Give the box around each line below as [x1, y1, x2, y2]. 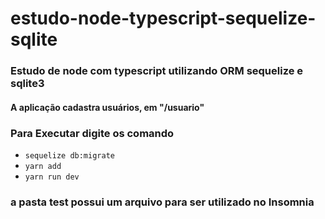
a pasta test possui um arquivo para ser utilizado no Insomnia [10, 195, 315, 209]
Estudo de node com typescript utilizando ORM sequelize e [10, 64, 304, 78]
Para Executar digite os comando [10, 126, 175, 140]
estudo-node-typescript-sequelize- [10, 7, 317, 30]
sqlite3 [10, 77, 45, 91]
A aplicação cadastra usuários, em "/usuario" [10, 101, 205, 113]
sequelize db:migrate [24, 151, 115, 161]
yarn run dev [24, 172, 80, 182]
